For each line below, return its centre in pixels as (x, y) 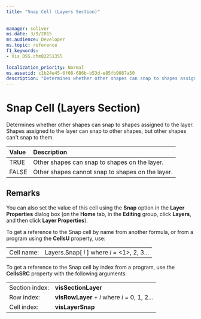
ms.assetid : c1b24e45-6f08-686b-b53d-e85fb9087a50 (71, 73)
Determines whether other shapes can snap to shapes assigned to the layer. (100, 125)
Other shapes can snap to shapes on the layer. (98, 162)
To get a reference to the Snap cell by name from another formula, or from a (100, 232)
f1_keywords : (22, 51)
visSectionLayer (79, 287)
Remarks (23, 193)
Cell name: (24, 252)
